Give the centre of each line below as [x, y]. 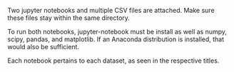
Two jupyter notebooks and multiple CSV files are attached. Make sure [111, 10]
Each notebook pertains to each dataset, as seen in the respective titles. [113, 61]
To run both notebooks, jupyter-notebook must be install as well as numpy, [117, 32]
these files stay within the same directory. [69, 18]
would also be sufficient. [44, 47]
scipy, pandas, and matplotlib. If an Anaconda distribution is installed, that [116, 39]
